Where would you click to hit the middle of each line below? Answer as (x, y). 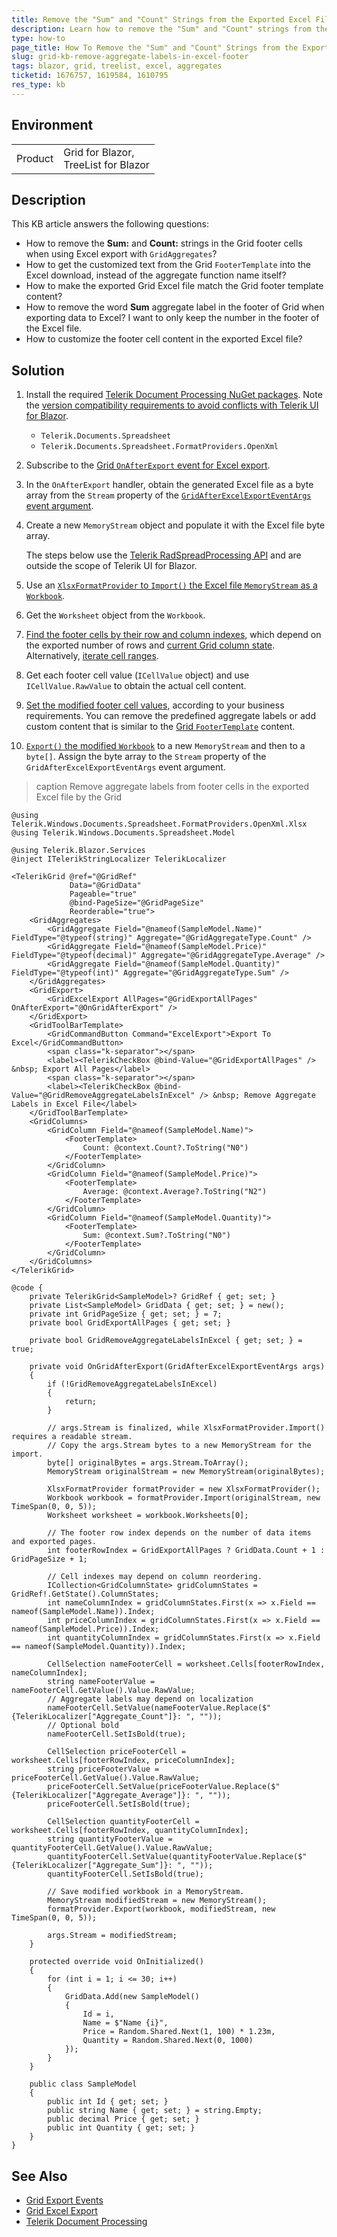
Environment (52, 125)
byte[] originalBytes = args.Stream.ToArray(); (148, 1463)
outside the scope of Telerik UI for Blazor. (111, 566)
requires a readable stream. (72, 1437)
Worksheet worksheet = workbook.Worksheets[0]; (148, 1516)
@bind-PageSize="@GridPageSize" (136, 903)
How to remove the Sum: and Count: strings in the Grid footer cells (164, 243)
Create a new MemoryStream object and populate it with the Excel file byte (175, 525)
